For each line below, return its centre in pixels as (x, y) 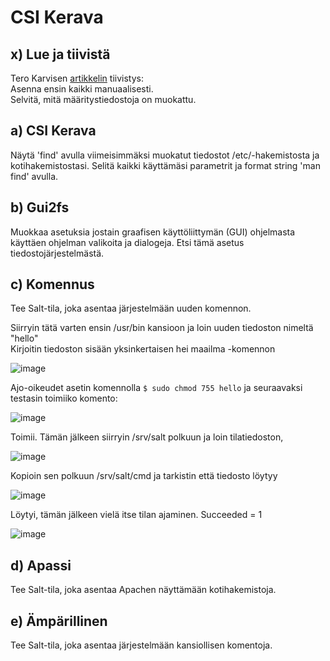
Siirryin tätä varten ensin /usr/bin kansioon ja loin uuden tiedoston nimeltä (162, 328)
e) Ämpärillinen (59, 621)
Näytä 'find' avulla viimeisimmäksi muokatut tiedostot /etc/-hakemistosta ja (165, 155)
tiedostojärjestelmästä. (57, 253)
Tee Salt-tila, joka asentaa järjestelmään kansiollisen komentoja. (141, 645)
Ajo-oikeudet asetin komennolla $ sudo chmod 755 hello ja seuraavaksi (156, 388)
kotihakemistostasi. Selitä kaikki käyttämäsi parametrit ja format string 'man (165, 165)
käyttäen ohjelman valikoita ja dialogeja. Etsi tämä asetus (127, 242)
